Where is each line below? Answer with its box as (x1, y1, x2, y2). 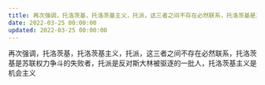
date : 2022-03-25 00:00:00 (8, 19, 97, 27)
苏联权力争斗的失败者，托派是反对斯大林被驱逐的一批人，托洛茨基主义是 (21, 58, 257, 68)
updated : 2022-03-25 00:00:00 (8, 26, 108, 34)
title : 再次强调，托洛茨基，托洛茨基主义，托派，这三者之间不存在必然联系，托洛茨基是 (8, 11, 256, 20)
